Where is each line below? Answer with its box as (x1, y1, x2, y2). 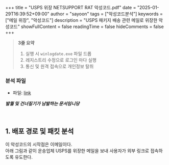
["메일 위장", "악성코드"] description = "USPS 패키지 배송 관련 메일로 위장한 (5, 17, 158, 23)
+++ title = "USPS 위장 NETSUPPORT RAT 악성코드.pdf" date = (5, 5, 136, 10)
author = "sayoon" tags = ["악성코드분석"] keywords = (50, 11, 163, 17)
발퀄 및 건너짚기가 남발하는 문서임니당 (5, 101, 80, 107)
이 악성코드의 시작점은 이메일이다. (5, 142, 73, 148)
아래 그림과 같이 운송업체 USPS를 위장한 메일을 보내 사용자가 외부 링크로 (5, 148, 150, 154)
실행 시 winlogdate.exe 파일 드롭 (25, 50, 92, 57)
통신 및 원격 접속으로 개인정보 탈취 (25, 63, 94, 69)
